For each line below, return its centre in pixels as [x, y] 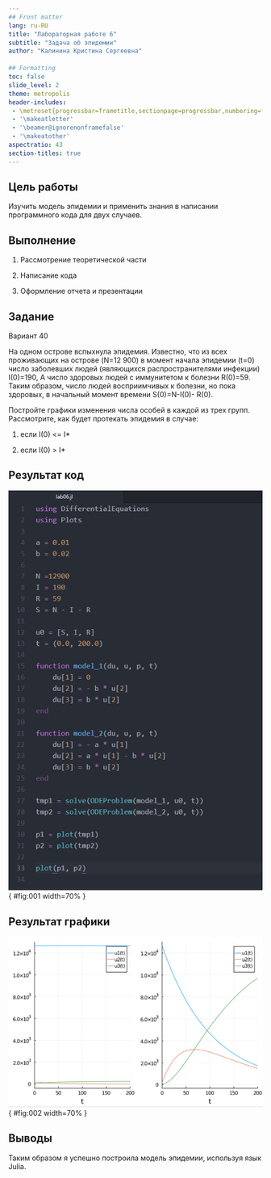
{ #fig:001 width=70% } [47, 896]
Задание [31, 316]
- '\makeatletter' [43, 119]
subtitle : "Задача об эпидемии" [63, 43]
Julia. [17, 1166]
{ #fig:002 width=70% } [48, 1113]
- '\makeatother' [41, 136]
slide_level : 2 [34, 85]
